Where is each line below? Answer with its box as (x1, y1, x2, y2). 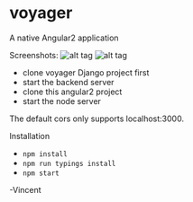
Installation (9, 130, 51, 141)
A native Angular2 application (9, 32, 119, 43)
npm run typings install (22, 159, 116, 168)
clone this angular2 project (22, 86, 123, 97)
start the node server (22, 95, 102, 106)
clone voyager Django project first (22, 66, 150, 78)
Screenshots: (9, 49, 59, 60)
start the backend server (22, 76, 115, 87)
